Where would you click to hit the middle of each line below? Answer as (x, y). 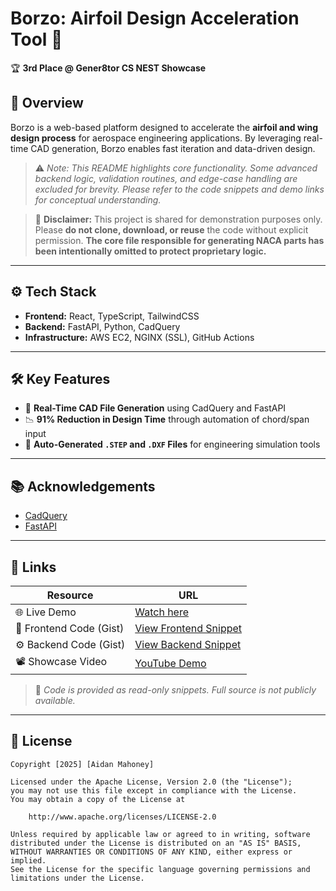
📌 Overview (47, 103)
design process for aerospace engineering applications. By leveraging (156, 138)
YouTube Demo (170, 663)
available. (55, 700)
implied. (28, 860)
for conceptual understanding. (98, 199)
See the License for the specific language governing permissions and (160, 869)
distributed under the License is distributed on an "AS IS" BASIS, (156, 843)
